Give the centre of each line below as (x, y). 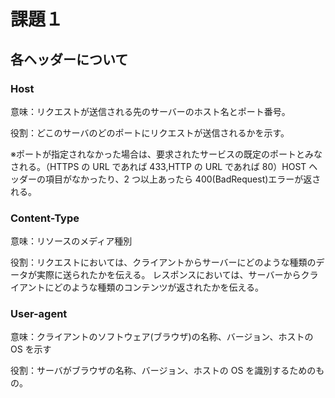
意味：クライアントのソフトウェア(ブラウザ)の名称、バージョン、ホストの (162, 337)
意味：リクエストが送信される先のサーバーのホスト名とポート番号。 (150, 111)
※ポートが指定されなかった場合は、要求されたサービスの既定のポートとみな (166, 154)
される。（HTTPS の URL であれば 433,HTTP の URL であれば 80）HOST (158, 166)
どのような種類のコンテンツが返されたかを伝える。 (159, 287)
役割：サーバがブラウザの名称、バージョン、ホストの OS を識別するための (163, 371)
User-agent (39, 314)
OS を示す (31, 349)
